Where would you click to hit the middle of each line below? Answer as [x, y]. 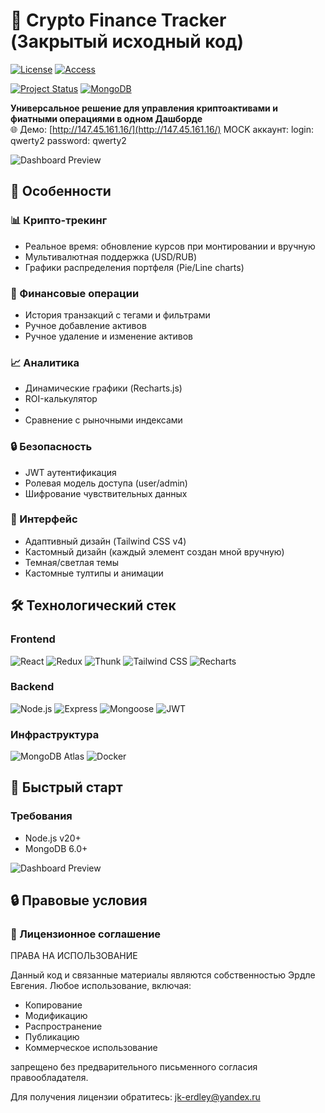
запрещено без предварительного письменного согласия [134, 1067]
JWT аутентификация [70, 472]
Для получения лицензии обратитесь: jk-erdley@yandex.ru [135, 1097]
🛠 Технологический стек [93, 605]
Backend [32, 687]
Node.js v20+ [53, 838]
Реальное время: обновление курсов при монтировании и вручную [170, 246]
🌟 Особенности [61, 191]
